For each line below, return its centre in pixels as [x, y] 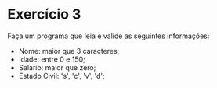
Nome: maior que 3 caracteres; [69, 51]
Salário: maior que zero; [57, 67]
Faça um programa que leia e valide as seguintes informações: [108, 36]
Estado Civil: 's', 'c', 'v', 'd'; [61, 76]
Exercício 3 [44, 14]
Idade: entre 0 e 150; [52, 59]
